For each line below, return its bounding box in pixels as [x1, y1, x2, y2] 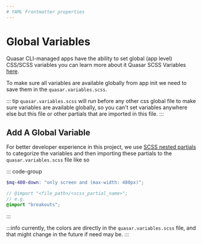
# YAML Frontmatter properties [6, 8, 85, 15]
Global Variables [6, 34, 90, 48]
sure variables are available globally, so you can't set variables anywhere [6, 104, 188, 111]
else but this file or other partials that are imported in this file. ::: [6, 110, 164, 117]
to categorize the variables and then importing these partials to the [6, 150, 172, 157]
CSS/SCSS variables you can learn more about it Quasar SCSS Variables [6, 61, 186, 68]
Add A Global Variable [6, 127, 90, 137]
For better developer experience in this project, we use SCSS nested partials [6, 143, 197, 151]
